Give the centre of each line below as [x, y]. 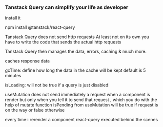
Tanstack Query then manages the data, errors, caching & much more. [76, 52]
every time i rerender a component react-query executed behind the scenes [81, 120]
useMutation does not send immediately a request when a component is [78, 95]
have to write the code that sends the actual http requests [63, 42]
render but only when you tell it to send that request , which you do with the [81, 100]
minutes [13, 76]
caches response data [28, 61]
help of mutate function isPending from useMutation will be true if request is [82, 105]
